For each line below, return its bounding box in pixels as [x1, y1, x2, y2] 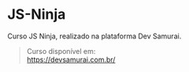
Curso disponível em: [26, 46, 96, 56]
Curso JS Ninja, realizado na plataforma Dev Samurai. [7, 31, 182, 41]
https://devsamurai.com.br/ [26, 55, 116, 64]
